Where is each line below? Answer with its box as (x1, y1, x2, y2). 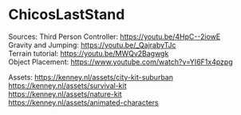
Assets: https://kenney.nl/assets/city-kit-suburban (8, 72, 174, 82)
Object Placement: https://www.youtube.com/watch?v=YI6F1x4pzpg (8, 57, 233, 67)
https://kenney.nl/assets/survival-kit (8, 81, 127, 90)
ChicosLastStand (8, 6, 125, 24)
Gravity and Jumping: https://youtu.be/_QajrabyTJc (8, 40, 177, 49)
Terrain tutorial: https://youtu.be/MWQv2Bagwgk (8, 48, 169, 58)
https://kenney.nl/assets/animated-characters (8, 98, 159, 107)
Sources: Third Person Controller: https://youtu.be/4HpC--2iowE (8, 32, 221, 41)
